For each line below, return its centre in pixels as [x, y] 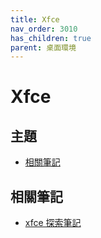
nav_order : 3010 [44, 29]
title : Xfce [35, 19]
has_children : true [51, 38]
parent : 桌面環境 [43, 47]
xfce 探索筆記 [53, 223]
